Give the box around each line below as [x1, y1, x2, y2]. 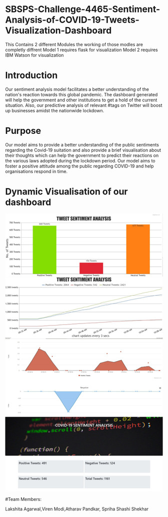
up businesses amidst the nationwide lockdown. [5, 107, 104, 113]
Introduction [5, 70, 58, 81]
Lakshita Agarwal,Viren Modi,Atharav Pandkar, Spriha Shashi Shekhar [5, 506, 149, 512]
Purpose [5, 125, 41, 136]
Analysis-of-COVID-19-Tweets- [5, 14, 140, 26]
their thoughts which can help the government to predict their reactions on [5, 152, 159, 158]
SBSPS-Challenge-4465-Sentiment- [5, 4, 160, 15]
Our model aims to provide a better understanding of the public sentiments [5, 141, 159, 147]
